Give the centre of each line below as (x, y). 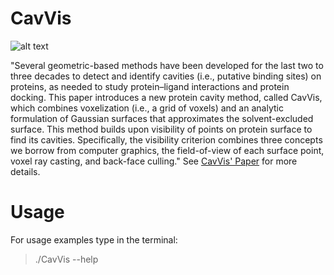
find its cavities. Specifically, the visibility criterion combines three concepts (166, 139)
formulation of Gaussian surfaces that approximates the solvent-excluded (162, 118)
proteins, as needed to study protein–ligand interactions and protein (150, 86)
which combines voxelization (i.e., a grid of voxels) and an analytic (147, 108)
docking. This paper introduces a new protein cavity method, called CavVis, (166, 97)
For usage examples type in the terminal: (94, 239)
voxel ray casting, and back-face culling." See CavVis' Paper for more (154, 161)
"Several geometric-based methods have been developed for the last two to (167, 65)
